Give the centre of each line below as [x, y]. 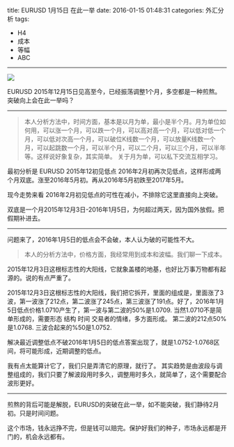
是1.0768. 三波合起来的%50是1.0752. [60, 327]
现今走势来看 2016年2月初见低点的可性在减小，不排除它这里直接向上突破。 [115, 195]
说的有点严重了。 [50, 278]
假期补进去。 [25, 218]
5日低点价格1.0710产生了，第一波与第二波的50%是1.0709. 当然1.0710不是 [111, 310]
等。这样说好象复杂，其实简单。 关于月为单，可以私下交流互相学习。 [123, 156]
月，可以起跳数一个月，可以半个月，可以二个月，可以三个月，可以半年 [125, 148]
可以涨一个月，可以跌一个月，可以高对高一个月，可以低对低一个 [134, 130]
